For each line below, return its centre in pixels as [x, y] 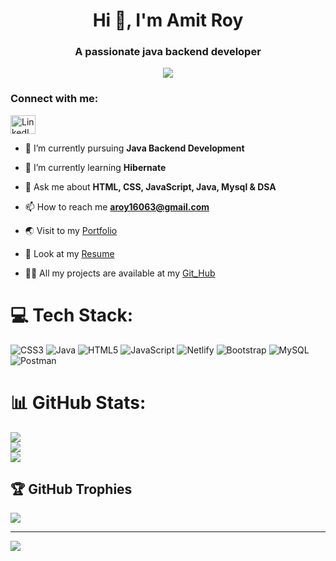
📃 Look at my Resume [69, 253]
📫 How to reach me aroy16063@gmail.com [117, 206]
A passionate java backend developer [168, 52]
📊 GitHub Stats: [78, 402]
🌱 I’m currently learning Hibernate [95, 167]
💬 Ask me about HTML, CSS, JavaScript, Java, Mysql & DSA [150, 186]
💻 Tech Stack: [72, 315]
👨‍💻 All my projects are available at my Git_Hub [120, 273]
